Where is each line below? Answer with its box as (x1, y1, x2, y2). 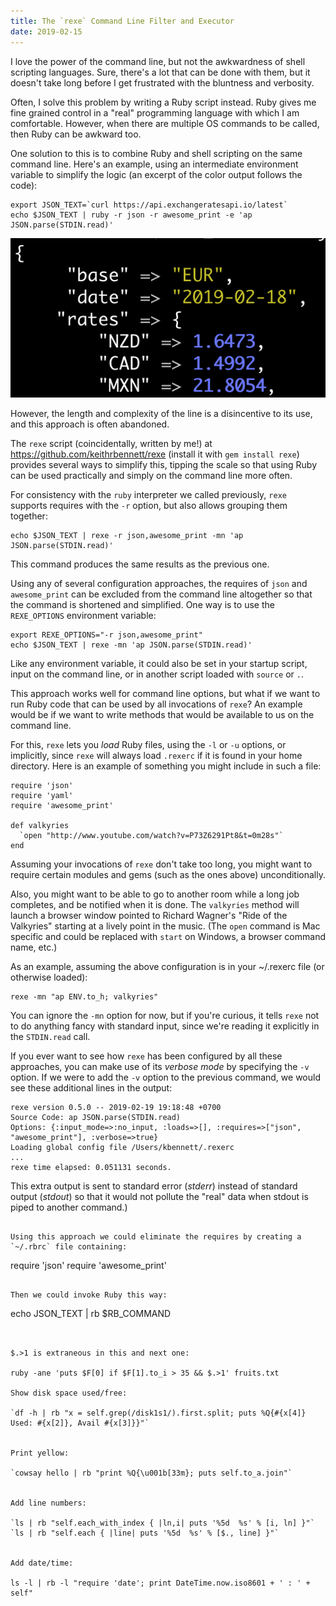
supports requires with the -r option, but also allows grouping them (10, 500, 288, 512)
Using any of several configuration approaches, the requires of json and (10, 578, 308, 590)
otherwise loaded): (10, 971, 88, 984)
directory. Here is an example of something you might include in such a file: (10, 760, 322, 772)
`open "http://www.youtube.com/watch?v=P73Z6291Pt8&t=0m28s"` (19, 831, 284, 841)
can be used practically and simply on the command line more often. (10, 470, 293, 482)
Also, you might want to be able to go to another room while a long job (10, 888, 300, 900)
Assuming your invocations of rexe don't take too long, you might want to (10, 858, 313, 870)
